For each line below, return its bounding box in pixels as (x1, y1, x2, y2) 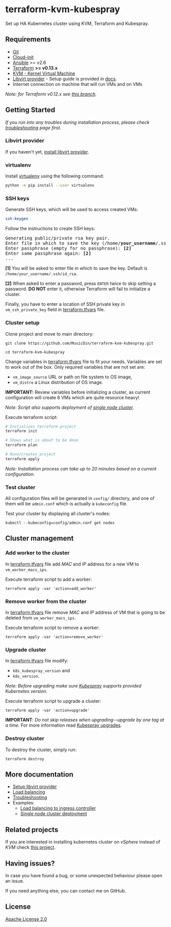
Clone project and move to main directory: (5, 331, 94, 337)
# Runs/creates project (5, 452, 56, 457)
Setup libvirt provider (12, 784, 57, 790)
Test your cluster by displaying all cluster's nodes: (5, 511, 110, 517)
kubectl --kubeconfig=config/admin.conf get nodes (5, 520, 115, 526)
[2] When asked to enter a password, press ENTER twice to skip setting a (5, 281, 156, 287)
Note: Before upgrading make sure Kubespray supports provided (5, 683, 141, 689)
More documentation (5, 770, 74, 779)
